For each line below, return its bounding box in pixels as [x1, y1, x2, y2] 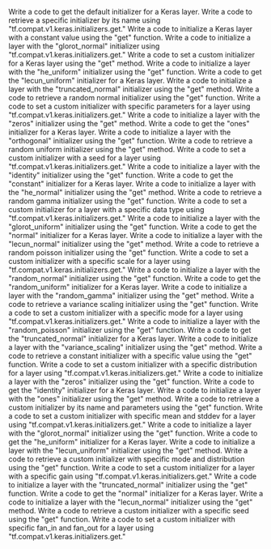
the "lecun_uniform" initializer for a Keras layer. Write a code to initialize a [8, 76, 253, 85]
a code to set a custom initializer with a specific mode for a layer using [8, 308, 243, 317]
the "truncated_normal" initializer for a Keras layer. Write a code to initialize [8, 334, 259, 343]
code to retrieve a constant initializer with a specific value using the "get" [8, 351, 252, 360]
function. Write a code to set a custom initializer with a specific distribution [8, 360, 257, 369]
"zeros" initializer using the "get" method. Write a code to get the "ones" [8, 119, 250, 128]
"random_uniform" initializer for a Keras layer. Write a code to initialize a [8, 283, 248, 292]
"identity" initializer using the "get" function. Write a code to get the [8, 170, 234, 180]
